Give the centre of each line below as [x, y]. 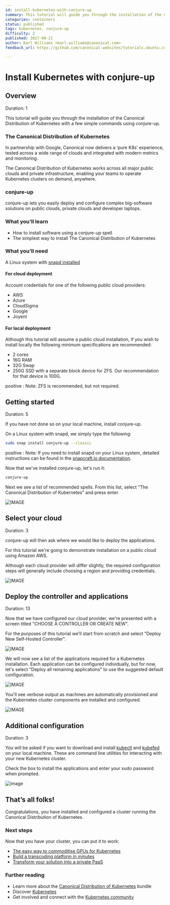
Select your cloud [34, 518]
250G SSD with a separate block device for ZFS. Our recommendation [86, 371]
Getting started [30, 402]
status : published [25, 24]
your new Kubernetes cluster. [36, 758]
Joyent [20, 317]
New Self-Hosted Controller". [36, 639]
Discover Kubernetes [34, 891]
